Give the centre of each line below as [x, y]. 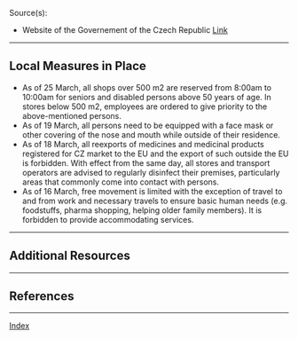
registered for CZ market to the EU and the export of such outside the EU [156, 154]
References [42, 296]
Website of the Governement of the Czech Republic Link [125, 30]
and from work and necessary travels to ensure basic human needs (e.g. [155, 201]
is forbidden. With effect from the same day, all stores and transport [146, 162]
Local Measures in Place [78, 66]
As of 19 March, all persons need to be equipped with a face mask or [148, 125]
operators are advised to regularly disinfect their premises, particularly [151, 172]
